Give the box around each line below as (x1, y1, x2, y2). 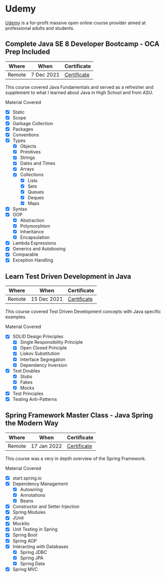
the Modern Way (5, 419, 59, 428)
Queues (27, 189, 44, 195)
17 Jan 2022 (31, 442, 62, 449)
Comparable (12, 251, 39, 257)
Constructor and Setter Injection (12, 503, 80, 510)
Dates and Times (20, 160, 56, 167)
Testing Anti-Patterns (12, 396, 57, 402)
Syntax (12, 205, 28, 212)
